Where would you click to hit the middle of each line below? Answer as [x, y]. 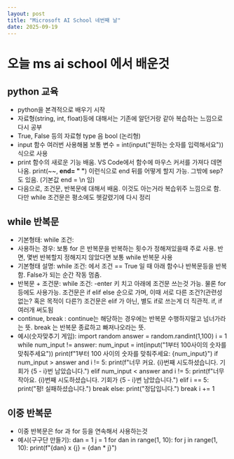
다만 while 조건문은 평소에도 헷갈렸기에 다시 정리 [84, 198]
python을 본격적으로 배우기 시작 [61, 110]
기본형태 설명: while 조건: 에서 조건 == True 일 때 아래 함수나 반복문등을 [116, 266]
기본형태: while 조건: [46, 240]
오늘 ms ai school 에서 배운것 [89, 63]
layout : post [26, 14]
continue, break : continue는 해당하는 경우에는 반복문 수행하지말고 [109, 319]
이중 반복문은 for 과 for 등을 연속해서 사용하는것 [83, 431]
